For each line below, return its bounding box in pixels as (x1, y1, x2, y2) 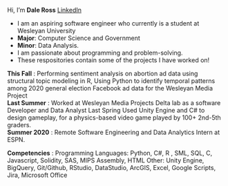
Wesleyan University (17, 27, 76, 35)
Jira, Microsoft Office (7, 171, 68, 179)
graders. (7, 121, 32, 129)
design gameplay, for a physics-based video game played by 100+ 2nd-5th (7, 113, 221, 122)
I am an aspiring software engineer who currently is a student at (17, 19, 200, 27)
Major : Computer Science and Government (17, 34, 140, 42)
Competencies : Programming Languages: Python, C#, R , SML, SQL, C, (7, 149, 213, 157)
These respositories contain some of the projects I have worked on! (17, 56, 210, 64)
